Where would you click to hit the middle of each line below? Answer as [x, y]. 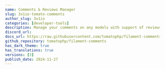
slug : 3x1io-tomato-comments [35, 14]
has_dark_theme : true [27, 46]
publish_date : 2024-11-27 [31, 59]
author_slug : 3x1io [25, 18]
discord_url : [18, 32]
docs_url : [15, 37]
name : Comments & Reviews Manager [41, 9]
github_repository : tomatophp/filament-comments [56, 41]
